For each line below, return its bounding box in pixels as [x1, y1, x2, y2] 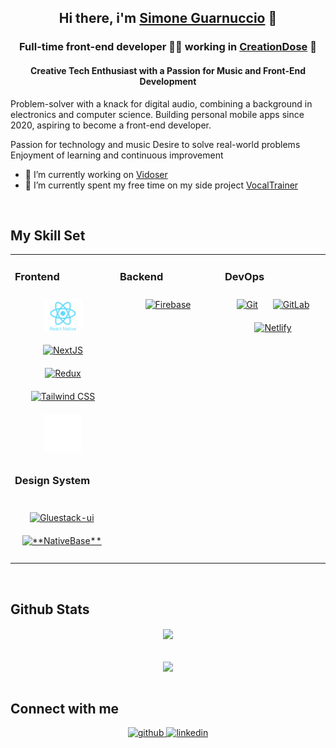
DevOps [224, 270, 265, 283]
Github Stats [10, 601, 90, 618]
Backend [119, 270, 164, 283]
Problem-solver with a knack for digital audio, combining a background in [10, 97, 313, 110]
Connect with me [10, 700, 120, 717]
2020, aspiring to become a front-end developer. [10, 119, 212, 131]
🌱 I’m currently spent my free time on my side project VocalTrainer [24, 179, 299, 191]
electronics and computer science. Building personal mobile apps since [10, 108, 305, 120]
